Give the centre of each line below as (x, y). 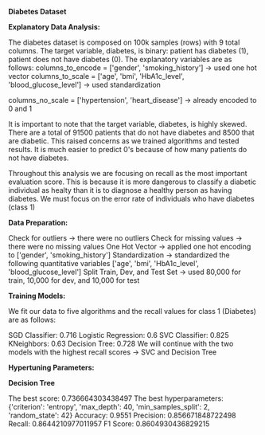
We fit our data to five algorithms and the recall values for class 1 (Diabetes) (132, 311)
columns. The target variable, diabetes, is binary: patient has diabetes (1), (129, 51)
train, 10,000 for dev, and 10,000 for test (74, 280)
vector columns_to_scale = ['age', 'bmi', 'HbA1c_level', (96, 76)
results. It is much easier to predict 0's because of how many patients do (128, 149)
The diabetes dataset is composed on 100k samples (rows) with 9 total (124, 42)
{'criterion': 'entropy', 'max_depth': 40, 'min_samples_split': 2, (109, 407)
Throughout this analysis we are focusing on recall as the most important (128, 173)
